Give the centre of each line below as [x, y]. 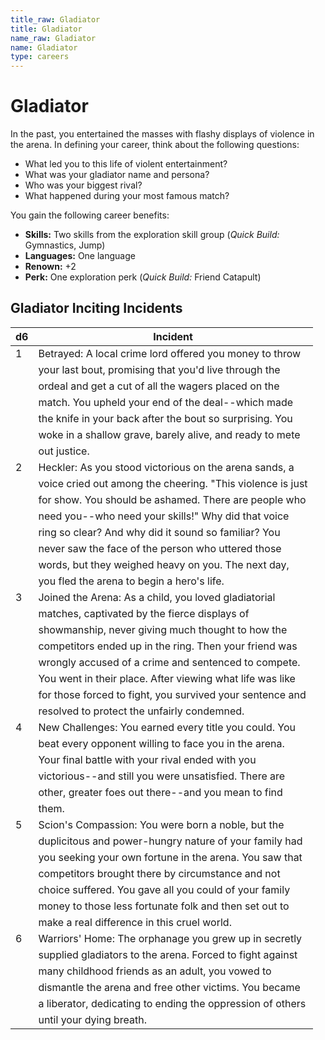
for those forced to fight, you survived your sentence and [172, 694]
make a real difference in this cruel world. [135, 922]
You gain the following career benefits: [90, 215]
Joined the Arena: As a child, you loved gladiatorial [157, 597]
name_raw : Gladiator [53, 38]
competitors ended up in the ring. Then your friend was [168, 646]
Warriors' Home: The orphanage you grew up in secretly [170, 938]
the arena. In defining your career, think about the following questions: [155, 145]
